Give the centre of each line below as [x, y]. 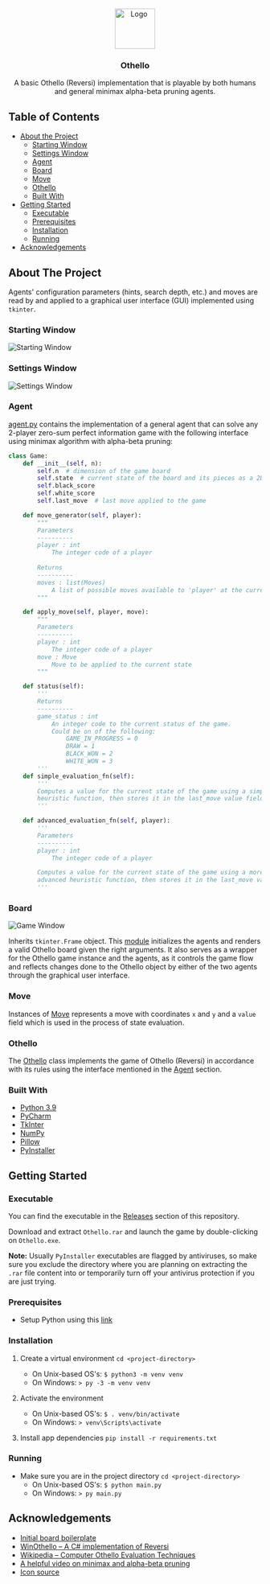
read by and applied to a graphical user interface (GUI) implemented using [131, 300]
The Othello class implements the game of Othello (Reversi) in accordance [131, 1060]
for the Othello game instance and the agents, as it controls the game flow [131, 958]
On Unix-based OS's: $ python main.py [97, 1484]
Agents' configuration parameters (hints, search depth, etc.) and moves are [133, 292]
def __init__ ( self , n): [63, 463]
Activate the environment [62, 1398]
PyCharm [35, 1116]
